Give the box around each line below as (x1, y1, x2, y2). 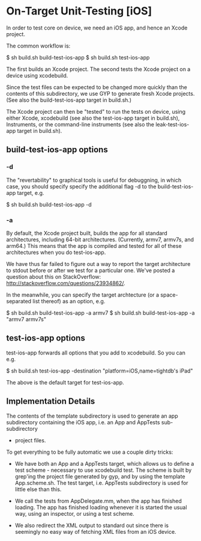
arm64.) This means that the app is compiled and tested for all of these (6, 242, 182, 249)
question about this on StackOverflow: (6, 273, 101, 280)
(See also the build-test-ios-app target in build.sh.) (6, 96, 132, 104)
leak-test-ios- (155, 120, 190, 128)
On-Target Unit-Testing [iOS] (6, 4, 152, 18)
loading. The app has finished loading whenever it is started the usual (14, 504, 187, 511)
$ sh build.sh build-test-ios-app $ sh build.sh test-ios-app (6, 54, 150, 61)
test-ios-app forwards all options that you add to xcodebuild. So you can (6, 349, 186, 356)
